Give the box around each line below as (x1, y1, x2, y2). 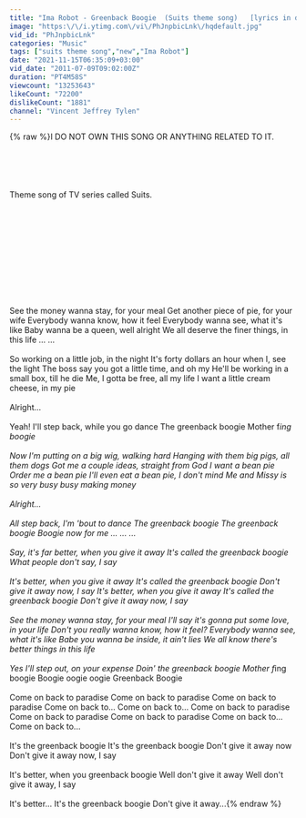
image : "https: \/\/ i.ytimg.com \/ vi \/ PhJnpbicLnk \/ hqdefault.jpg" (9, 22, 262, 31)
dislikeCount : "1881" (9, 97, 92, 107)
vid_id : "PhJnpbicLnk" (9, 30, 96, 39)
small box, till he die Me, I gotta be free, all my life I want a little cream (9, 373, 270, 384)
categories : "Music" (9, 38, 88, 48)
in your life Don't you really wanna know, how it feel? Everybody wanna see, (9, 624, 296, 635)
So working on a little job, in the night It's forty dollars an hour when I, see (9, 354, 287, 365)
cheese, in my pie (9, 383, 76, 394)
